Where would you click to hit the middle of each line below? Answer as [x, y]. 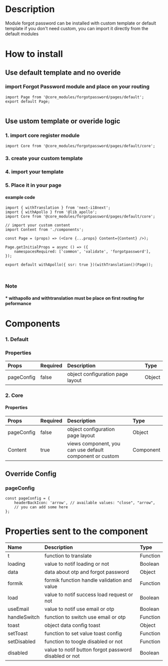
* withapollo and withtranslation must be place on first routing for [75, 298]
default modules [22, 34]
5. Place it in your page [33, 185]
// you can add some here [41, 507]
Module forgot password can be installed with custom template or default [81, 23]
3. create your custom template [44, 158]
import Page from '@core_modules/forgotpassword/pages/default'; [74, 97]
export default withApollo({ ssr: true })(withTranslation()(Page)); [79, 265]
